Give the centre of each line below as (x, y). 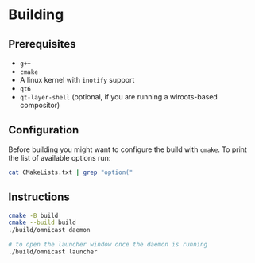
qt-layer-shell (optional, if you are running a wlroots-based (119, 97)
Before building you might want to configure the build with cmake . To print (128, 149)
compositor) (40, 105)
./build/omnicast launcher (53, 252)
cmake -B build (33, 215)
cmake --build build (42, 223)
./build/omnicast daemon (49, 230)
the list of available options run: (60, 157)
